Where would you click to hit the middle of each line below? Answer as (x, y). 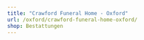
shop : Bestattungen (35, 26)
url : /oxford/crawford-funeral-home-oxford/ (72, 20)
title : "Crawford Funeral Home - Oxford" (68, 13)
